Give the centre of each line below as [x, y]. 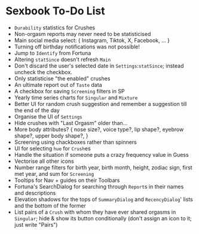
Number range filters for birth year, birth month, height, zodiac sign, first [103, 167]
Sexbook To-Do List [55, 11]
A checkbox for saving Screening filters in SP [69, 91]
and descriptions [35, 193]
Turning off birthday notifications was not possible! [77, 47]
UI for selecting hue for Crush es [52, 148]
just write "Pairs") [36, 224]
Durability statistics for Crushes [55, 28]
